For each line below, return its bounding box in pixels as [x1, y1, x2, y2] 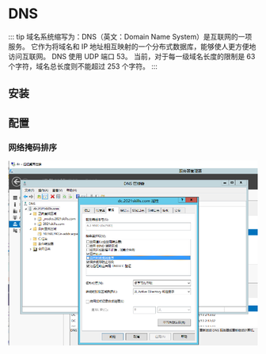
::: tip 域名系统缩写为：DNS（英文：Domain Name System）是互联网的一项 [8, 32, 253, 41]
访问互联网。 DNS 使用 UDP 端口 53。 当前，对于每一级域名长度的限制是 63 [8, 51, 256, 61]
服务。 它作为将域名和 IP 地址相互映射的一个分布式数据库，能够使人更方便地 [8, 41, 256, 51]
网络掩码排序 [8, 141, 58, 153]
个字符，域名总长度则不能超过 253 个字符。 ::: [8, 61, 158, 71]
